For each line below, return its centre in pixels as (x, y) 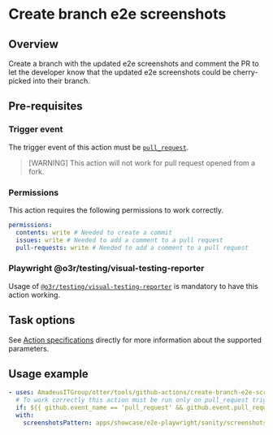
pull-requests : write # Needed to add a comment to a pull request (132, 248)
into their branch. (62, 81)
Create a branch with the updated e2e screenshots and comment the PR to (134, 63)
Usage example (49, 374)
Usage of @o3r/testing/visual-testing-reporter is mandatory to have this (133, 286)
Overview (34, 44)
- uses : (22, 393)
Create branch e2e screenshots (117, 14)
